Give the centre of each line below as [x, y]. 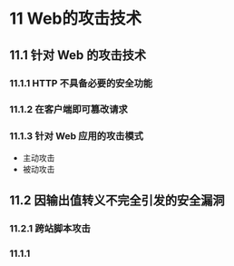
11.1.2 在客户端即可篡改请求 [69, 110]
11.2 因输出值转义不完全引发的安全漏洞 [117, 201]
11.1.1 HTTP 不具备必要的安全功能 [81, 83]
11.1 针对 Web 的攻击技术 [78, 55]
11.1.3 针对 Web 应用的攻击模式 [76, 136]
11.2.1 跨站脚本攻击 [50, 229]
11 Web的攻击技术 [76, 19]
